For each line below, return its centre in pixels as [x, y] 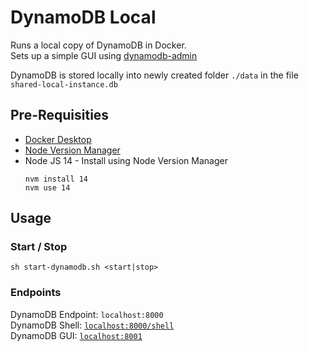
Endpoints [36, 293]
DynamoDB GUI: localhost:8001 [76, 335]
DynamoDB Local [83, 17]
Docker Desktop [58, 139]
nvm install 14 [56, 179]
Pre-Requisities [60, 115]
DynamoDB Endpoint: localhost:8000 [87, 314]
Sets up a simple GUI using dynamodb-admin [104, 55]
